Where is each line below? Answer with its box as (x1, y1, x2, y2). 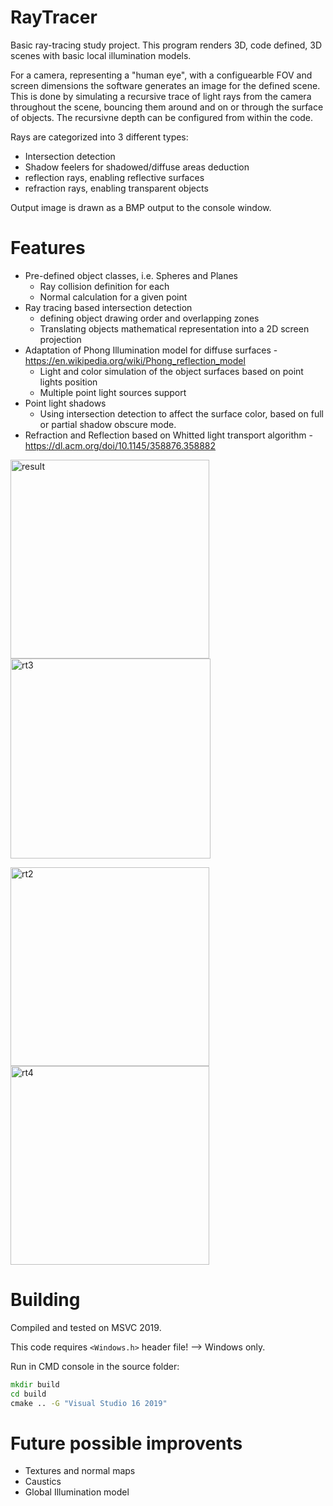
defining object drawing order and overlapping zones (39, 312, 260, 324)
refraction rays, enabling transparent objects (24, 182, 209, 194)
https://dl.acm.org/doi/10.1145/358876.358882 (24, 439, 217, 451)
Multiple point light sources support (39, 386, 187, 398)
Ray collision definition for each (39, 280, 170, 292)
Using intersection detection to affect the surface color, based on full (39, 407, 324, 420)
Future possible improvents (10, 1432, 243, 1455)
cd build (10, 1389, 47, 1399)
